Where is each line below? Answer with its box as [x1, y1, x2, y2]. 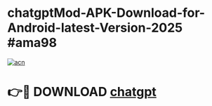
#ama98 [7, 35, 58, 51]
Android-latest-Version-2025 [7, 20, 183, 36]
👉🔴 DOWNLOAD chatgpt [7, 84, 157, 100]
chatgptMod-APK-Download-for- [7, 5, 206, 21]
